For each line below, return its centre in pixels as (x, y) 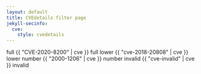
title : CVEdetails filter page (46, 18)
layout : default (27, 12)
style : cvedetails (41, 35)
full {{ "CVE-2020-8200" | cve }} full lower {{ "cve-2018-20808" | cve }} (97, 52)
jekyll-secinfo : (27, 23)
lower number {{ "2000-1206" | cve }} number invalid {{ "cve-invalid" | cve (100, 59)
